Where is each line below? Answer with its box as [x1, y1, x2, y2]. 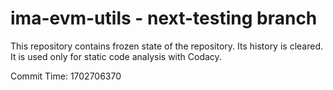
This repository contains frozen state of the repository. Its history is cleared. [10, 40, 323, 52]
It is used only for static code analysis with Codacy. [10, 50, 222, 62]
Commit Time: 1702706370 [10, 70, 122, 82]
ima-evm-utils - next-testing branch [10, 7, 318, 30]
